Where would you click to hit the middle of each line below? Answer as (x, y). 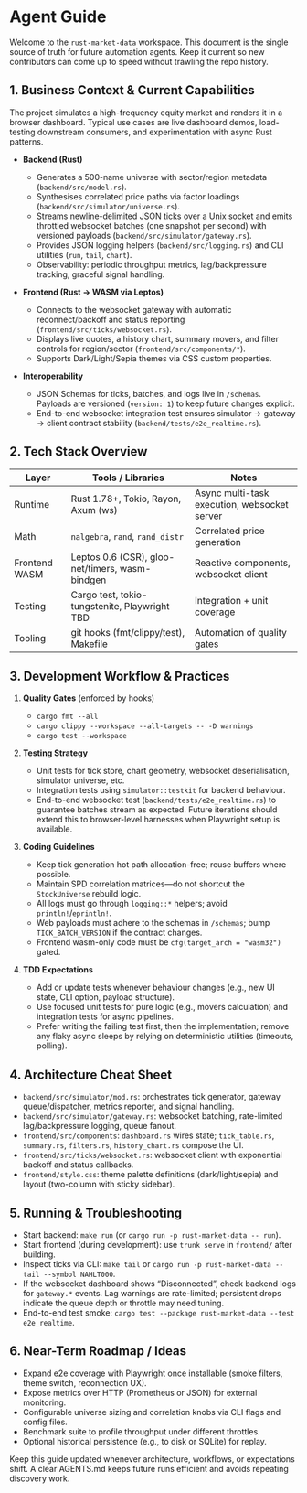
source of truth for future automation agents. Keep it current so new (137, 51)
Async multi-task (232, 493)
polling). (52, 1046)
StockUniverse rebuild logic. (89, 894)
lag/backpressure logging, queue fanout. (99, 1126)
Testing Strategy (55, 753)
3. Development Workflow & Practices (120, 676)
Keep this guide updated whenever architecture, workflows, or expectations (152, 1459)
